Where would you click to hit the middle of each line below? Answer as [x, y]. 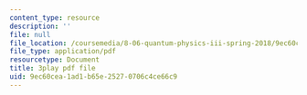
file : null [30, 34]
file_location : [38, 43]
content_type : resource [55, 18]
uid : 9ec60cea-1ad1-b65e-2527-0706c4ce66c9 [94, 77]
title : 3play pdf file [53, 69]
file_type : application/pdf [63, 52]
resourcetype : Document [55, 60]
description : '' [40, 26]
